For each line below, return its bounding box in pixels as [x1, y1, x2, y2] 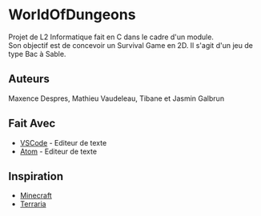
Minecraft [19, 190, 52, 201]
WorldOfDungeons [8, 6, 136, 24]
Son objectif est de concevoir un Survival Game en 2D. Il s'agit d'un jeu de [8, 40, 254, 50]
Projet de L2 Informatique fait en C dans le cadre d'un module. [8, 32, 215, 42]
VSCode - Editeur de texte [19, 138, 107, 147]
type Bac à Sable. [8, 49, 66, 58]
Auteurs [8, 72, 50, 86]
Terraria [19, 199, 46, 209]
